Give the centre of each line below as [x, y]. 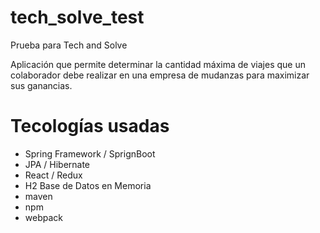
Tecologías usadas [90, 126]
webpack [43, 217]
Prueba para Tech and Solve [69, 45]
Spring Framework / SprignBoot [90, 153]
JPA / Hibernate [57, 164]
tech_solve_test [77, 17]
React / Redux [53, 175]
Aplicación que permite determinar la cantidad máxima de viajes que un [158, 64]
